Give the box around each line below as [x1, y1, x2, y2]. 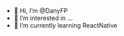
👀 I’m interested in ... [13, 14, 73, 22]
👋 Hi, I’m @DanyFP [13, 7, 68, 15]
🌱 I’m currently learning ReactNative [13, 21, 118, 29]
